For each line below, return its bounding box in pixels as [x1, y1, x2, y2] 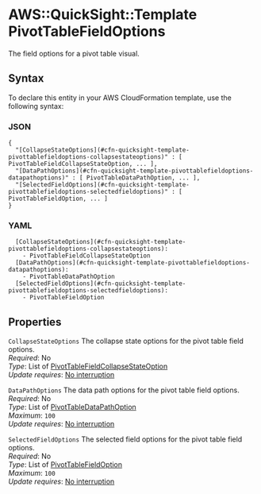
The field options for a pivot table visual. [8, 48, 140, 58]
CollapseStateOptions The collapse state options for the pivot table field [8, 336, 244, 346]
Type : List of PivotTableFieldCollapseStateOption [8, 361, 168, 371]
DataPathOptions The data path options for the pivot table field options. [8, 385, 240, 395]
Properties [8, 315, 62, 329]
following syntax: [8, 101, 64, 110]
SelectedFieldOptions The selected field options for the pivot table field [8, 434, 243, 444]
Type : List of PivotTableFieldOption [8, 460, 123, 469]
